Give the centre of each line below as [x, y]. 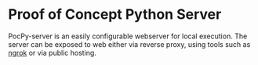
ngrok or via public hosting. [52, 52]
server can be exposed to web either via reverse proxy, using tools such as [129, 44]
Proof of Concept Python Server [115, 14]
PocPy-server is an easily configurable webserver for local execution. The [128, 36]
